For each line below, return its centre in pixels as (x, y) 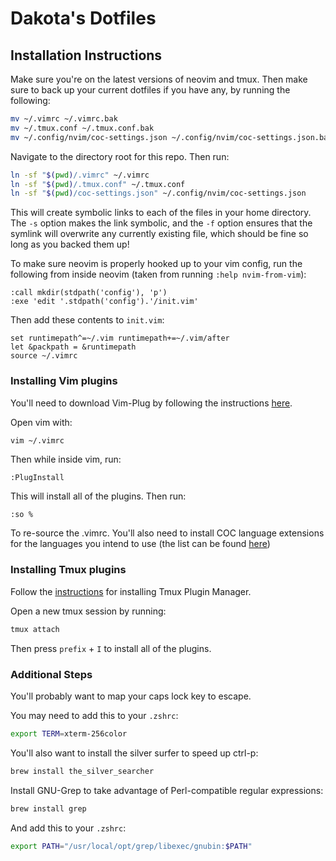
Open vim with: (41, 422)
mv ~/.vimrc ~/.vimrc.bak (64, 119)
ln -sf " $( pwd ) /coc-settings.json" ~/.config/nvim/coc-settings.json (158, 193)
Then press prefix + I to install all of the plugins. (111, 648)
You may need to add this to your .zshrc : (94, 715)
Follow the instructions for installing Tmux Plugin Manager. (131, 591)
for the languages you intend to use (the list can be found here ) (140, 544)
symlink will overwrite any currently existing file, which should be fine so (159, 234)
